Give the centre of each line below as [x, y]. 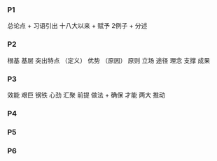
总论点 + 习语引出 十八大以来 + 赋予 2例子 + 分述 [77, 26]
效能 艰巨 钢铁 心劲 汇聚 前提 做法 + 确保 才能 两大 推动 [86, 95]
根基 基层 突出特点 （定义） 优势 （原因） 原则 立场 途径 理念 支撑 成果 [109, 60]
